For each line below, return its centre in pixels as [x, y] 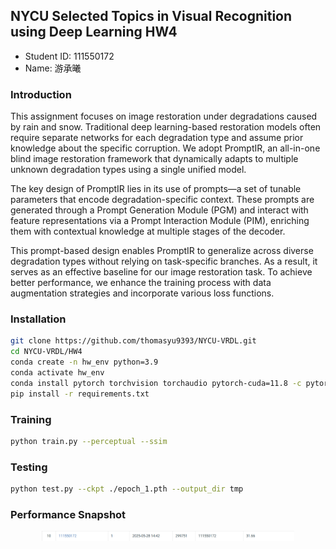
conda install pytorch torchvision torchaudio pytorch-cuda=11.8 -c [156, 383]
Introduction [41, 94]
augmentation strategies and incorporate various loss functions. [142, 293]
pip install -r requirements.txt [80, 394]
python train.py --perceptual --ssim [89, 441]
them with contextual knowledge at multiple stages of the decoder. [148, 231]
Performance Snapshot [68, 514]
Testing [29, 467]
